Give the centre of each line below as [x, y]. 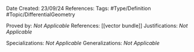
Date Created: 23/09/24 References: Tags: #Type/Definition [78, 8]
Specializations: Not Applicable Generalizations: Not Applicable [83, 43]
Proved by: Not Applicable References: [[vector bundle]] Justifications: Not [97, 26]
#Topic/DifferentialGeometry [41, 14]
